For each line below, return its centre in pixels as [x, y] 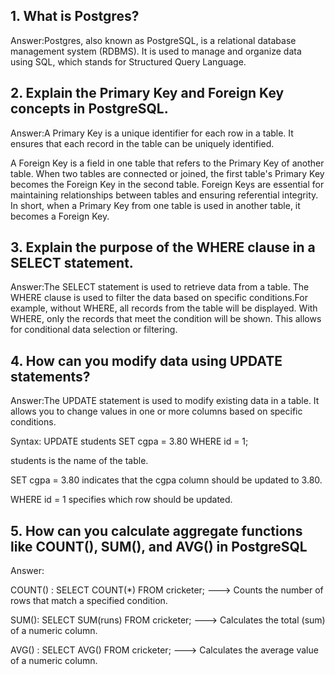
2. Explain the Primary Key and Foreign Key [147, 93]
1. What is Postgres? [75, 16]
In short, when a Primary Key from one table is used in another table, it [155, 205]
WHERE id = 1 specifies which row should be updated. [121, 500]
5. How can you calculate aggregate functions [156, 530]
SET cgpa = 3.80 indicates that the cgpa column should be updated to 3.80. [166, 480]
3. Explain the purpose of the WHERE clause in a [163, 247]
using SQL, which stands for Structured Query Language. [128, 61]
